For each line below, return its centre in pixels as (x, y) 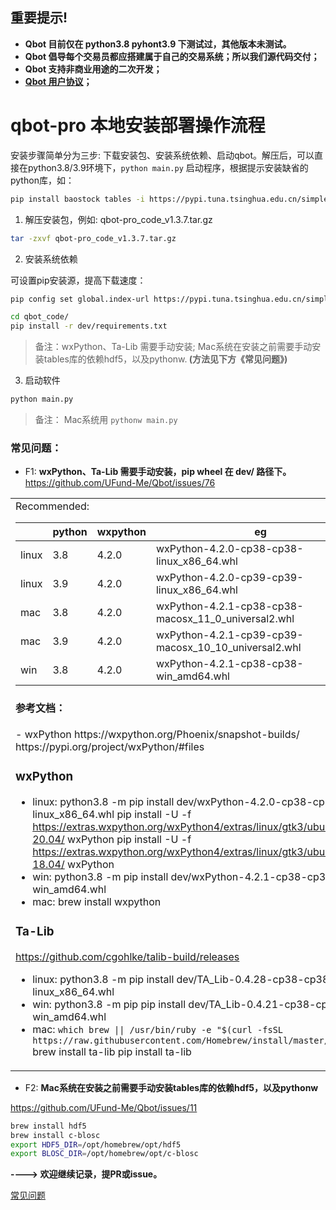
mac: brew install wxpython (97, 901)
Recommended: (52, 506)
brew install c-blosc (55, 1135)
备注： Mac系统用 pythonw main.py (106, 419)
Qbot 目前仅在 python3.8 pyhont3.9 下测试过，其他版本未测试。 (158, 44)
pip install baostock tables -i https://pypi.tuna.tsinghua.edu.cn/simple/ (171, 199)
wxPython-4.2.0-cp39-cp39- (229, 578)
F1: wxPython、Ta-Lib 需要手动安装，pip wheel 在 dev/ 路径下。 (158, 472)
